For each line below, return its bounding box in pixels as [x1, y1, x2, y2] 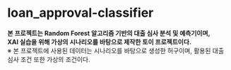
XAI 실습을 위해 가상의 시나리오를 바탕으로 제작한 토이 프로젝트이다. [7, 37, 192, 46]
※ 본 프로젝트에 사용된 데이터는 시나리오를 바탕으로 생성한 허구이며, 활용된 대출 [7, 46, 225, 55]
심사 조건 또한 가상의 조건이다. [7, 55, 90, 64]
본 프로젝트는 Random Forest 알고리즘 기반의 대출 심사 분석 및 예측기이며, [7, 29, 211, 37]
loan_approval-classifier [7, 5, 154, 21]
